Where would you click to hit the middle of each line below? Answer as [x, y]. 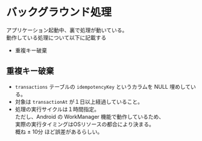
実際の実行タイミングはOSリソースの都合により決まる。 [85, 124]
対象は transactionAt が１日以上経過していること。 [79, 101]
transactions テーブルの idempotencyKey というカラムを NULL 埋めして [103, 86]
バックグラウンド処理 [59, 12]
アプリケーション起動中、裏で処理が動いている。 [67, 30]
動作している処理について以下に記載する [56, 37]
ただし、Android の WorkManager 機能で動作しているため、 [90, 116]
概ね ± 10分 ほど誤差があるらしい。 [59, 131]
